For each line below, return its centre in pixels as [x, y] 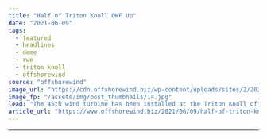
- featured [33, 38]
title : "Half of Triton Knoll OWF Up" [72, 15]
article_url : [30, 112]
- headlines [35, 45]
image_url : [26, 89]
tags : [17, 30]
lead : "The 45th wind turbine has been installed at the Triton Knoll [128, 104]
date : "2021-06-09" [41, 23]
